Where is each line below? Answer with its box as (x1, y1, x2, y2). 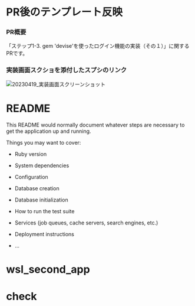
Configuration (14, 173, 48, 180)
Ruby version (14, 150, 47, 157)
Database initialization (14, 196, 69, 203)
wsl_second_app (6, 262, 90, 276)
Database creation (14, 184, 60, 192)
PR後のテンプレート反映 (6, 5, 123, 19)
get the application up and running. (6, 128, 91, 135)
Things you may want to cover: (6, 139, 81, 146)
